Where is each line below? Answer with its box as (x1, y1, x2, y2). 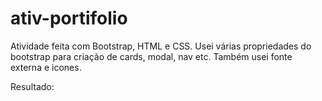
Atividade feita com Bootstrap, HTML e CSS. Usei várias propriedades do (10, 40, 312, 52)
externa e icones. (10, 61, 82, 73)
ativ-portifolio (10, 7, 128, 30)
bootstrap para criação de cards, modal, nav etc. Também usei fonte (10, 50, 293, 62)
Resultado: (10, 80, 55, 92)
